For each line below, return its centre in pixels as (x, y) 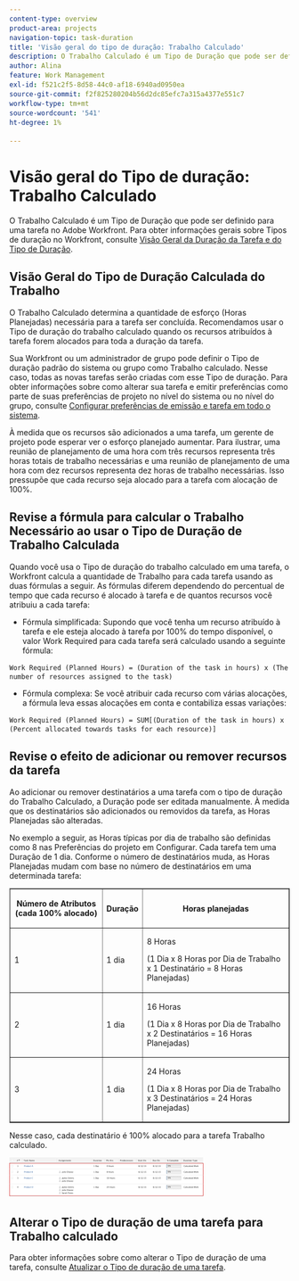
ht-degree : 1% (36, 122)
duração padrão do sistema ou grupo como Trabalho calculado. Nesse (139, 368)
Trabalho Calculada (65, 545)
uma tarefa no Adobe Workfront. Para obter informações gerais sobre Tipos (148, 230)
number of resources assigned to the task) (91, 677)
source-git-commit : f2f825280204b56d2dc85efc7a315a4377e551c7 (127, 94)
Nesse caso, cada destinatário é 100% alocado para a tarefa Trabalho (137, 1136)
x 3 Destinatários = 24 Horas (199, 1098)
